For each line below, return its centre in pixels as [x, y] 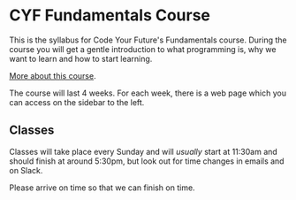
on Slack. [26, 170]
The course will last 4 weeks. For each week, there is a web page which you [148, 93]
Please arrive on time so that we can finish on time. [102, 188]
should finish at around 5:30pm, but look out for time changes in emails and [147, 161]
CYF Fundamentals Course [110, 15]
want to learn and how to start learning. [81, 58]
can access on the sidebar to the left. [77, 102]
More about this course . [53, 75]
